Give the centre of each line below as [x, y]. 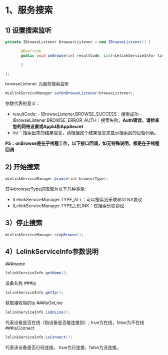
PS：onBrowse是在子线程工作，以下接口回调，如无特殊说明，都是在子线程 [82, 143]
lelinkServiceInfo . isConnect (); [39, 338]
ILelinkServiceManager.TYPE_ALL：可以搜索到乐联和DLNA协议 [77, 199]
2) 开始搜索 [22, 167]
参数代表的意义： [23, 103]
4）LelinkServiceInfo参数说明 [52, 252]
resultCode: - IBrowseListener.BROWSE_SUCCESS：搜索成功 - [77, 114]
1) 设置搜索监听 [28, 30]
